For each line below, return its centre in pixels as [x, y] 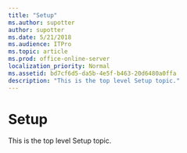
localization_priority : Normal [59, 66]
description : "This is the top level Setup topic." [94, 80]
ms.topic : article [38, 52]
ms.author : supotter [42, 23]
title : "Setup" [33, 15]
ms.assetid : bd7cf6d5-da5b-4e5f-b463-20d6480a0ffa [92, 73]
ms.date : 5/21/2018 [40, 37]
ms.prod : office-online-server [59, 59]
